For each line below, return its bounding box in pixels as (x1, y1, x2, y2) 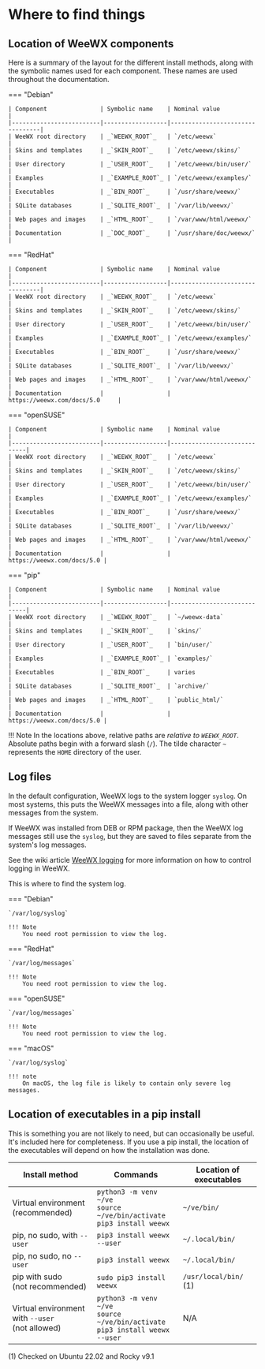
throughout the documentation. (8, 75, 110, 84)
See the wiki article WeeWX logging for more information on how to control (8, 855, 252, 864)
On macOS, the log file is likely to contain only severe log (22, 1079, 231, 1087)
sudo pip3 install (96, 1273, 166, 1282)
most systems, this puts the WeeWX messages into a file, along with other (8, 799, 248, 809)
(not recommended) (12, 1281, 87, 1292)
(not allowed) (12, 1322, 62, 1334)
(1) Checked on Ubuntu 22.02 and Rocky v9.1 (8, 1351, 155, 1361)
